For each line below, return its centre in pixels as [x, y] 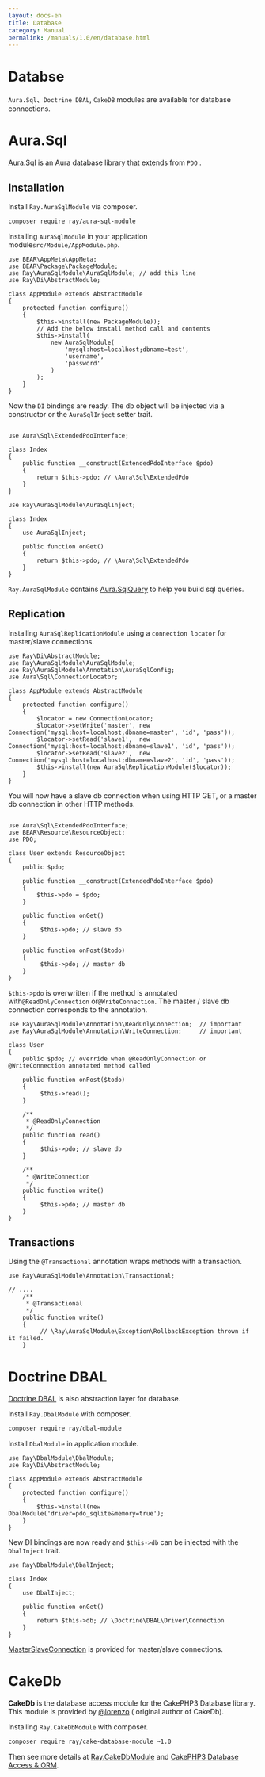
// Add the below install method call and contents [124, 329]
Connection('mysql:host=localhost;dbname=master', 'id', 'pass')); [122, 732]
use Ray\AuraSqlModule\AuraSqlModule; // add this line [102, 273]
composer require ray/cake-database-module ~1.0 [90, 1742]
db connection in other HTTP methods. [72, 804]
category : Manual [37, 30]
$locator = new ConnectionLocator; [95, 718]
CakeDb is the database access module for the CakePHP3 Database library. [132, 1703]
